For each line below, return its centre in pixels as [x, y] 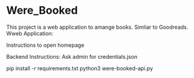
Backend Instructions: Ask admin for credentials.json [72, 56]
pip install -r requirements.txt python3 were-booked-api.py [80, 68]
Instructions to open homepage [45, 45]
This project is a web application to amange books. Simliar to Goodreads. [97, 27]
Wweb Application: [30, 33]
